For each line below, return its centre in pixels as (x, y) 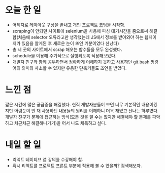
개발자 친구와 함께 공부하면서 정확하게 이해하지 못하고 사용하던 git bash (81, 62)
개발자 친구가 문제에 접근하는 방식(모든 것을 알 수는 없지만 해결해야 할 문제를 (78, 117)
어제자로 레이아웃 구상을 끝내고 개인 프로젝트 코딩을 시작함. (69, 25)
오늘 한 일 (23, 10)
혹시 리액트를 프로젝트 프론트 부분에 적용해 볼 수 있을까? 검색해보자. (77, 166)
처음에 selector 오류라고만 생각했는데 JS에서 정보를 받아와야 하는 (81, 37)
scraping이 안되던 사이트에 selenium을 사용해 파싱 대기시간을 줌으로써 (80, 31)
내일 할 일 (23, 145)
